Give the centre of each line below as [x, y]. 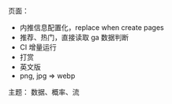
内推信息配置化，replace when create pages [92, 28]
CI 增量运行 [38, 47]
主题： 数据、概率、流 [44, 92]
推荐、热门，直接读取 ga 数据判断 [74, 37]
